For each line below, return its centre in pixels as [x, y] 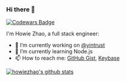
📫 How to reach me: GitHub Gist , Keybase [67, 58]
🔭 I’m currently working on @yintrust [60, 45]
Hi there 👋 [21, 9]
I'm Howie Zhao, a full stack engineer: [53, 34]
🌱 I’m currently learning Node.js [54, 51]
